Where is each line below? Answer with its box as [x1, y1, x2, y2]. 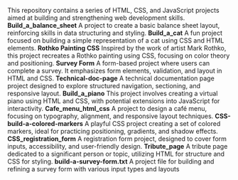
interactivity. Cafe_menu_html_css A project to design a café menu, [7, 105, 207, 112]
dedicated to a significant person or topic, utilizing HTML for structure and [7, 149, 225, 158]
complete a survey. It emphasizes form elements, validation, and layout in [7, 67, 222, 75]
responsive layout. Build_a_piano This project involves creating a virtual [7, 89, 218, 97]
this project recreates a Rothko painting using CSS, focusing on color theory [7, 51, 230, 60]
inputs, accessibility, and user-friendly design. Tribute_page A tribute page [7, 142, 228, 150]
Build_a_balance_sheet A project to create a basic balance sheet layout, [7, 21, 220, 29]
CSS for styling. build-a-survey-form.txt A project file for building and [7, 157, 215, 166]
